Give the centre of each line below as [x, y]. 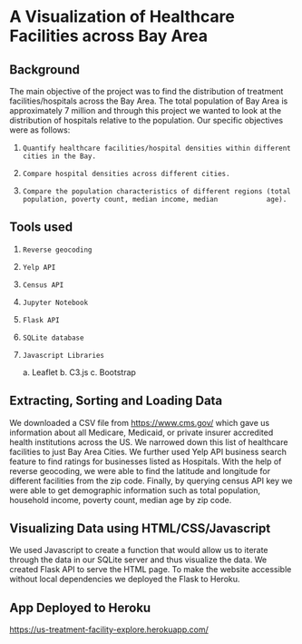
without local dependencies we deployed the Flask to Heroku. [125, 580]
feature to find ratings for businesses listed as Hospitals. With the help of [146, 461]
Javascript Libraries [63, 355]
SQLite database [53, 338]
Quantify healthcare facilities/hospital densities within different [157, 148]
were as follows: [40, 130]
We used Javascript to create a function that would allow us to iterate [139, 550]
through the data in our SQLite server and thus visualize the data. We [138, 560]
